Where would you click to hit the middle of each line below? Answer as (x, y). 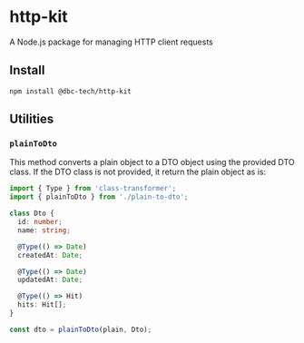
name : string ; (44, 230)
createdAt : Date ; (50, 255)
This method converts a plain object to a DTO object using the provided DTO (152, 162)
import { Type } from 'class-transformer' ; (93, 189)
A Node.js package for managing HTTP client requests (111, 42)
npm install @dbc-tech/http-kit (70, 91)
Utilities (32, 119)
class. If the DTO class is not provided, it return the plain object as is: (138, 172)
